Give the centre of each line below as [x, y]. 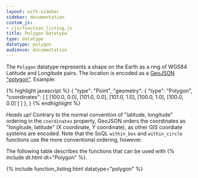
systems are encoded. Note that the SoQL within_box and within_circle [94, 133]
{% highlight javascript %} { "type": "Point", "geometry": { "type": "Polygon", [99, 90]
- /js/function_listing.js [39, 28]
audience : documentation [37, 50]
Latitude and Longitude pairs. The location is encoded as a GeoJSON [90, 73]
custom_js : [20, 22]
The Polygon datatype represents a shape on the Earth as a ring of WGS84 [97, 67]
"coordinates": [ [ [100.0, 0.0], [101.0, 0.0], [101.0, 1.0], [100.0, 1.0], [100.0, [95, 97]
